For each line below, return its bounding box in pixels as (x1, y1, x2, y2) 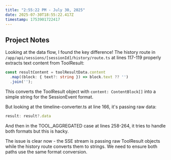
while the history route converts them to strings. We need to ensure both (5, 143, 158, 149)
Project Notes (5, 36, 50, 44)
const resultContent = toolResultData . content (5, 70, 106, 75)
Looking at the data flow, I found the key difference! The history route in (5, 49, 156, 55)
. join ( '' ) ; (10, 79, 33, 84)
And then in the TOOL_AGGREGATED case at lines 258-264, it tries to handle (5, 122, 166, 129)
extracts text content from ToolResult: (5, 60, 84, 66)
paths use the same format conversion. (5, 148, 88, 155)
